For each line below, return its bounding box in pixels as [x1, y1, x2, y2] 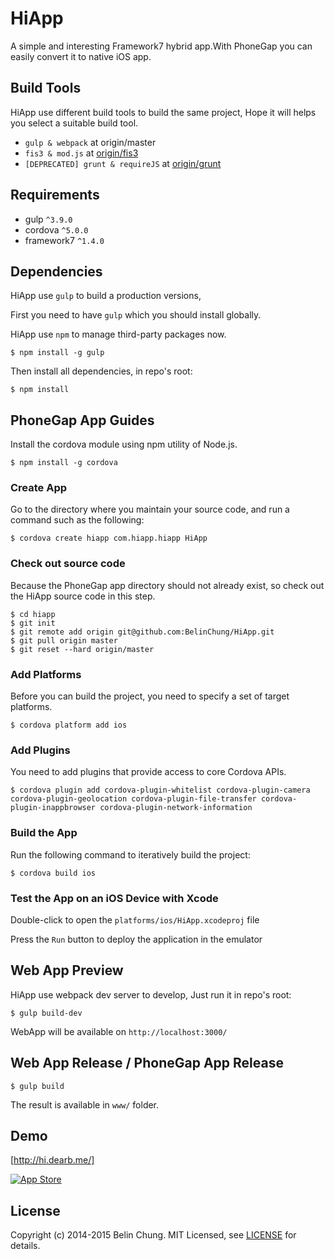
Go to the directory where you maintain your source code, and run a [10, 503, 290, 516]
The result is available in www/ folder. [10, 1098, 160, 1111]
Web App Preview [10, 962, 124, 979]
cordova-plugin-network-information [99, 803, 253, 813]
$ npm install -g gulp [10, 348, 105, 358]
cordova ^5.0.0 [24, 223, 89, 236]
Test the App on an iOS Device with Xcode [10, 891, 219, 905]
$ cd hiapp [10, 609, 56, 619]
